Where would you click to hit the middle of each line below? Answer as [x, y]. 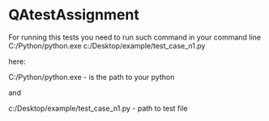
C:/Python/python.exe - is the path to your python [92, 77]
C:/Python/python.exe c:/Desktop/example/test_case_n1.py [107, 45]
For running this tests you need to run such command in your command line [135, 37]
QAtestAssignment [74, 15]
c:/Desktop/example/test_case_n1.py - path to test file [98, 108]
